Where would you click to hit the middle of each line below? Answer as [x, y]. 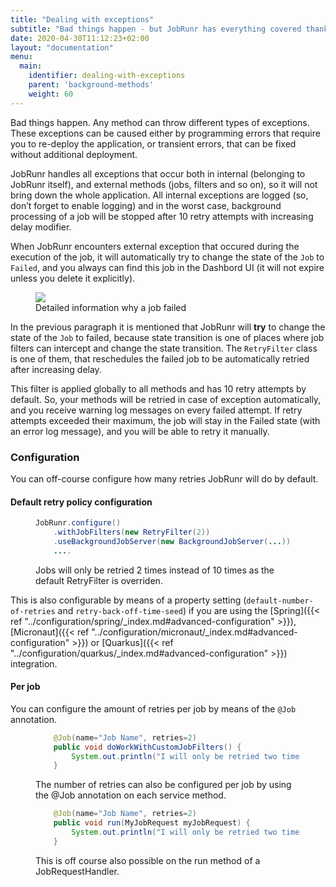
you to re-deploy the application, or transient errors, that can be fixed [153, 143]
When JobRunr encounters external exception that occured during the [155, 246]
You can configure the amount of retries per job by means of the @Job [153, 708]
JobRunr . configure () [78, 523]
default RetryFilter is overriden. [99, 580]
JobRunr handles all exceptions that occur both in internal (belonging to [158, 173]
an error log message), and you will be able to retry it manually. [140, 431]
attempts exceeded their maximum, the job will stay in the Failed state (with [165, 420]
